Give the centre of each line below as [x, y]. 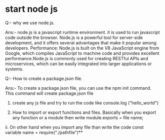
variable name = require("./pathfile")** [44, 132]
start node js [31, 9]
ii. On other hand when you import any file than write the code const [75, 127]
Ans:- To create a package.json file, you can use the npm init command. [78, 88]
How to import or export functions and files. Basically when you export [84, 112]
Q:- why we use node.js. [30, 23]
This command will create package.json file [49, 93]
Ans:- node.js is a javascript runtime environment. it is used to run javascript [82, 32]
